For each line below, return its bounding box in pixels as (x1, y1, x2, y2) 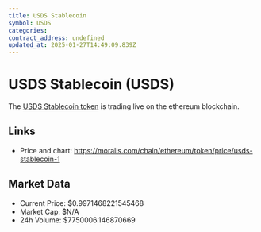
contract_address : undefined (8, 33, 105, 42)
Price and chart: (19, 145, 73, 155)
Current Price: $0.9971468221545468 (19, 198, 144, 207)
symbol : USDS (8, 19, 52, 27)
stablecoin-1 (19, 154, 61, 164)
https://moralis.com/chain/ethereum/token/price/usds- (74, 145, 253, 155)
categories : (8, 26, 48, 34)
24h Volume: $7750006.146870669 (19, 215, 136, 225)
